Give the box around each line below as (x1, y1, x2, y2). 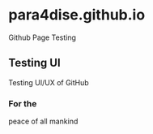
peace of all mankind (8, 116, 79, 127)
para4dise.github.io (8, 6, 146, 24)
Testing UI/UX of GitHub (8, 77, 89, 87)
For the (8, 97, 37, 109)
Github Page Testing (8, 32, 77, 42)
